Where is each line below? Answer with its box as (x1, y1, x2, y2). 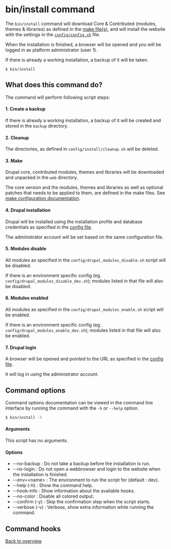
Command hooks (5, 524, 61, 533)
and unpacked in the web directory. (5, 174, 78, 180)
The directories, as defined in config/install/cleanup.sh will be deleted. (5, 146, 159, 152)
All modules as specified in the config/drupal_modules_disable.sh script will (5, 257, 166, 263)
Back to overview (5, 538, 42, 544)
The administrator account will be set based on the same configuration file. (5, 234, 164, 240)
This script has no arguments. (5, 437, 68, 444)
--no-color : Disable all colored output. (12, 493, 95, 499)
